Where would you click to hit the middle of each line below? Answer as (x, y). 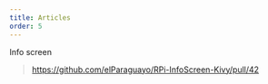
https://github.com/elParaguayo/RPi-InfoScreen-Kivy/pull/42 (145, 70)
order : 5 (26, 26)
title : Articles (40, 18)
